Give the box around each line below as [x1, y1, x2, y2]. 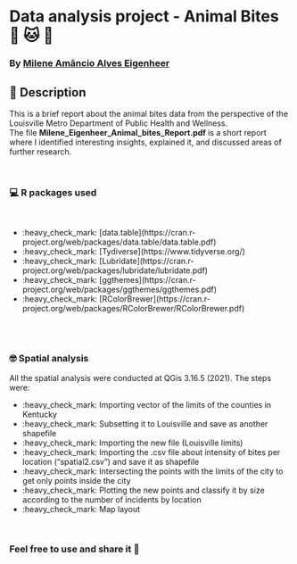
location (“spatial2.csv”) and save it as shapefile [21, 456, 200, 467]
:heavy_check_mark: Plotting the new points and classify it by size [21, 485, 265, 495]
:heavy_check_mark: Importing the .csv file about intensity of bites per [21, 446, 281, 457]
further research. [9, 145, 72, 157]
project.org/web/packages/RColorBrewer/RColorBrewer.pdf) [21, 303, 245, 314]
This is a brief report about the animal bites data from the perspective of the [9, 108, 288, 119]
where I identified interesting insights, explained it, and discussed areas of [9, 137, 283, 147]
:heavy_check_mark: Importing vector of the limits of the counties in [21, 399, 272, 410]
